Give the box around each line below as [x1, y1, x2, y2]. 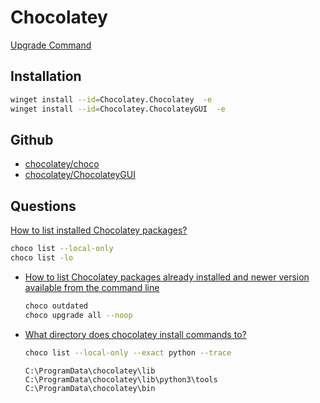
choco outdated [24, 301, 89, 311]
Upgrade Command [10, 39, 92, 51]
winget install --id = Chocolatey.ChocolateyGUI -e [10, 104, 226, 114]
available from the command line [24, 281, 160, 293]
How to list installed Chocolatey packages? [10, 224, 188, 236]
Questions [10, 197, 77, 215]
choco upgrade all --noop [24, 310, 133, 320]
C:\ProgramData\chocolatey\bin [24, 383, 156, 393]
